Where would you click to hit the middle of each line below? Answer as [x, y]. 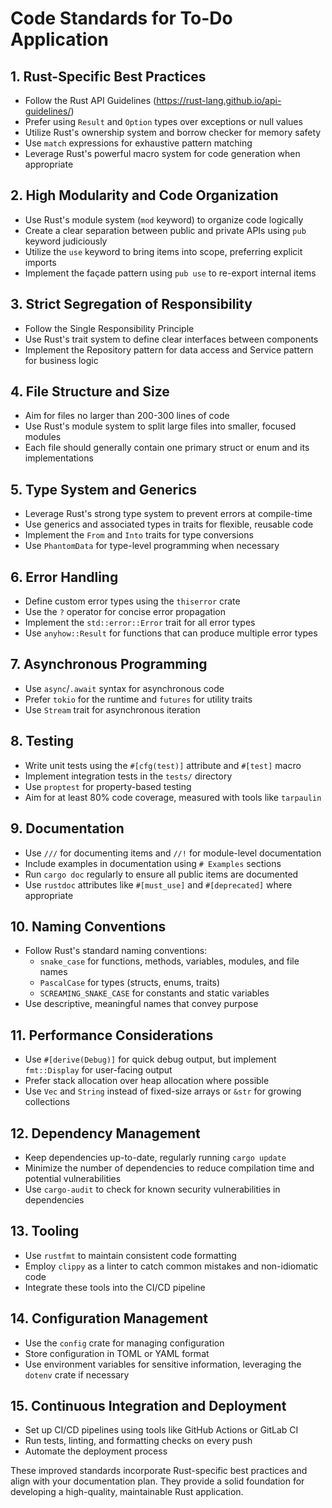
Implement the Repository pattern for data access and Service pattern [169, 349]
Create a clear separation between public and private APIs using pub [165, 230]
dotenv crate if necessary [77, 1374]
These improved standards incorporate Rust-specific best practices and [159, 1471]
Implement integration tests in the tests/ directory [128, 776]
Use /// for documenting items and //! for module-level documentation [173, 853]
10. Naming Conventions [88, 926]
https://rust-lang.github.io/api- [219, 100]
